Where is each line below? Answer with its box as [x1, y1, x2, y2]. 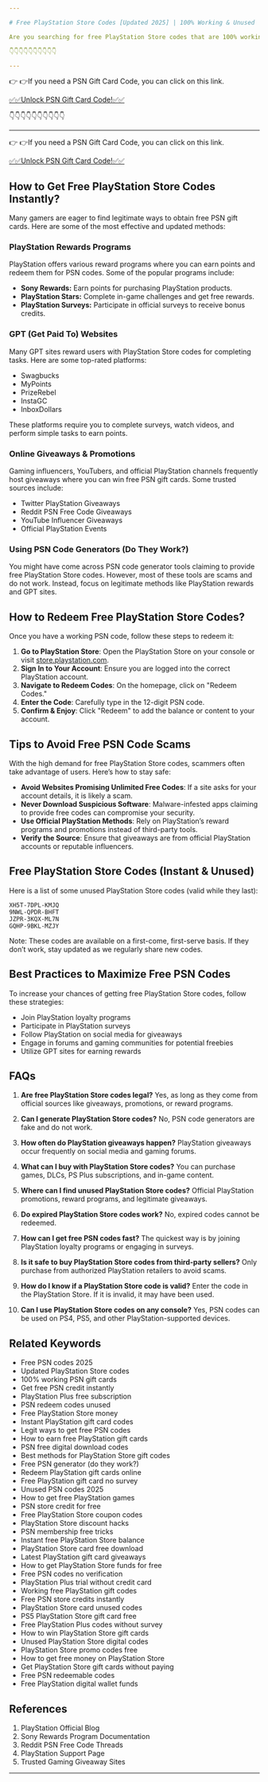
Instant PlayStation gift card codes [20, 1417, 134, 1426]
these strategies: [9, 997, 64, 1006]
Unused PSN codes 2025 [20, 1484, 104, 1494]
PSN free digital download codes [20, 1442, 129, 1452]
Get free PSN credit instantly [20, 1383, 115, 1393]
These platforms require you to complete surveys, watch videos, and [9, 419, 235, 430]
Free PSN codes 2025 [20, 1358, 94, 1368]
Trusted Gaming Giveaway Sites [20, 1757, 126, 1767]
